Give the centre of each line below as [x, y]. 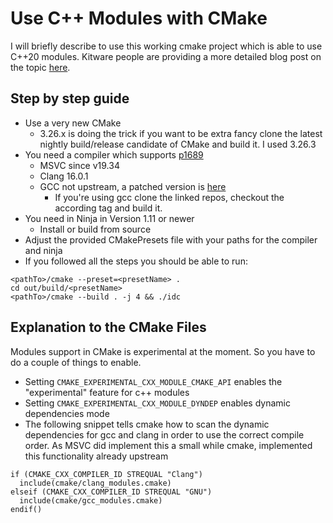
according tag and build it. [108, 208]
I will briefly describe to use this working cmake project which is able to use [166, 46]
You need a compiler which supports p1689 [114, 154]
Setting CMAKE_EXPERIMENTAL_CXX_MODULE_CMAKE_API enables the [153, 381]
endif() [26, 509]
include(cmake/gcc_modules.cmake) [91, 500]
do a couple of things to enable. [76, 362]
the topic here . [40, 67]
